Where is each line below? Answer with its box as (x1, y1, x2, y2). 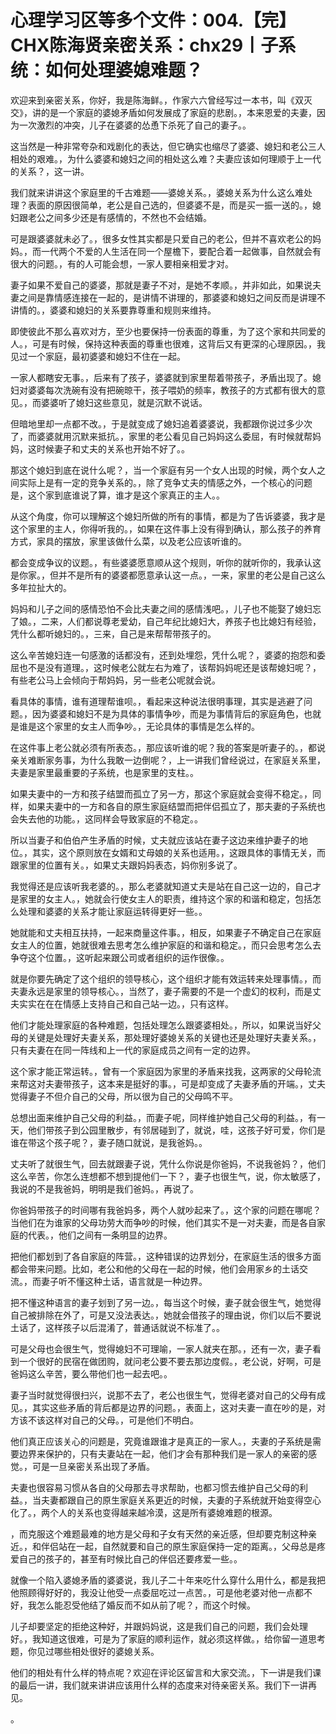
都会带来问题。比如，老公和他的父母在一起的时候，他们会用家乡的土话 (10, 1262, 300, 1275)
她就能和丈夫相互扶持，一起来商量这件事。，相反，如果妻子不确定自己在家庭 (10, 926, 322, 938)
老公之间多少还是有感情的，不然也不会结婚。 (27, 211, 212, 223)
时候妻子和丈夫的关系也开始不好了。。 (36, 442, 190, 455)
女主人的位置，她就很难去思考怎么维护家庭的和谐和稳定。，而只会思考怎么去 (10, 939, 322, 951)
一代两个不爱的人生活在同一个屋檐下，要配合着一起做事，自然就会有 (40, 245, 322, 257)
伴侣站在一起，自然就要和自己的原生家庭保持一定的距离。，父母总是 (40, 1540, 317, 1552)
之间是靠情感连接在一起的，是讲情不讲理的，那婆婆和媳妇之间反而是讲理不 (18, 291, 326, 303)
